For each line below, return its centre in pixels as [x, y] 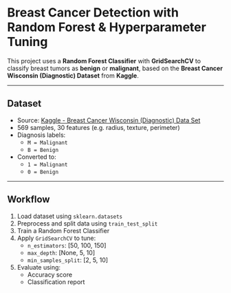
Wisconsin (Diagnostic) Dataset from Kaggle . [73, 75]
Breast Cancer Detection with [93, 13]
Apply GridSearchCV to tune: [56, 238]
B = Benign [43, 150]
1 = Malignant [47, 164]
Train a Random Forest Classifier [63, 230]
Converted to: [36, 157]
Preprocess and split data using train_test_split [87, 223]
